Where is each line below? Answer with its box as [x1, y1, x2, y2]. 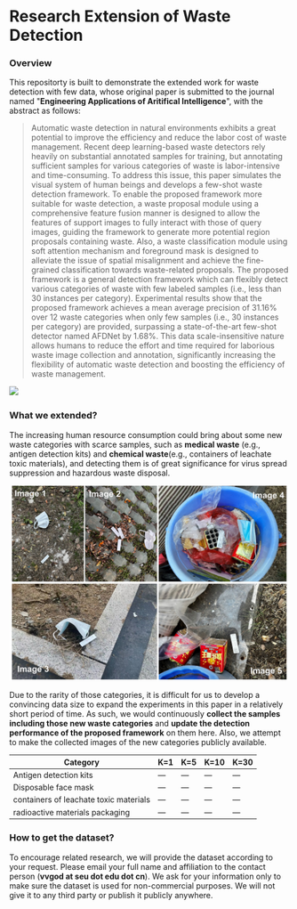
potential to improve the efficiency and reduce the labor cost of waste [30, 132, 287, 143]
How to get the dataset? [9, 832, 115, 844]
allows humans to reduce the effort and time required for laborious [30, 340, 276, 351]
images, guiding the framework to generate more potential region [30, 227, 270, 238]
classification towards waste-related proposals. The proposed [60, 264, 289, 275]
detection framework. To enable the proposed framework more [30, 189, 262, 199]
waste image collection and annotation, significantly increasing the [30, 350, 276, 361]
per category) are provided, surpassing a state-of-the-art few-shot [30, 321, 277, 332]
